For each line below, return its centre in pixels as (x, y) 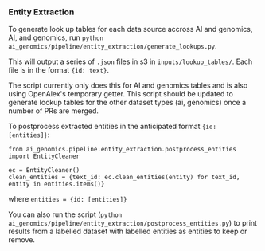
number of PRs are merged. (54, 111)
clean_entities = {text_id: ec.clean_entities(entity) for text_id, (124, 178)
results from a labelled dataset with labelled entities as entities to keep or (128, 231)
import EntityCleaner (44, 157)
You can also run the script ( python (65, 214)
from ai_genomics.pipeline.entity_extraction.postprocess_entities (123, 150)
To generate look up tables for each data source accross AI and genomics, (131, 29)
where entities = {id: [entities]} (68, 199)
